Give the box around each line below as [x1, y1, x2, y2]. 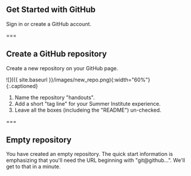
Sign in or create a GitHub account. [6, 20, 91, 27]
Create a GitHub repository [6, 49, 107, 59]
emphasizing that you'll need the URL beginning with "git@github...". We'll [6, 157, 186, 164]
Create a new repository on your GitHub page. [6, 64, 118, 71]
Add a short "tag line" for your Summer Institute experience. [14, 100, 161, 107]
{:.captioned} [6, 82, 38, 89]
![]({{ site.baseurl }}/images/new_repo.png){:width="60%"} [6, 76, 150, 83]
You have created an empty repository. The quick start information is [6, 151, 173, 158]
